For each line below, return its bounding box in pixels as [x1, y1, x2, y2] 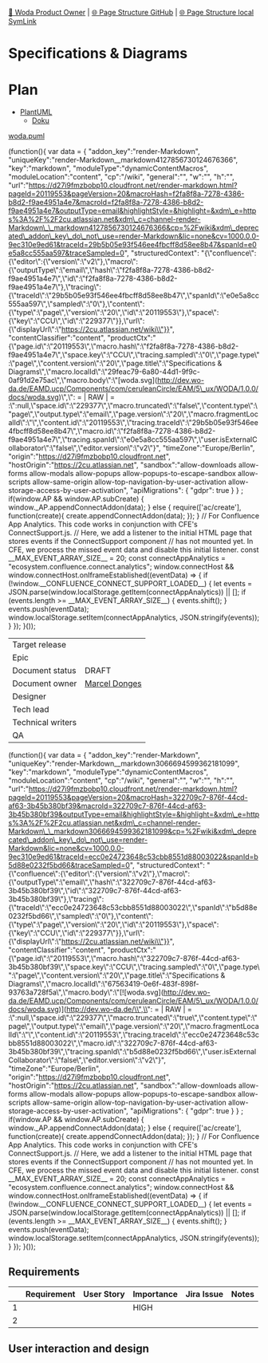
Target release [12, 639, 66, 650]
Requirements [8, 1265, 80, 1278]
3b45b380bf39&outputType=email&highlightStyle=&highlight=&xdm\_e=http [8, 810, 260, 819]
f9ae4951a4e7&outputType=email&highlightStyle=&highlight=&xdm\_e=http [8, 206, 257, 215]
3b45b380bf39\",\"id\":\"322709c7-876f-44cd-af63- [8, 886, 182, 896]
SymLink [8, 17, 37, 26]
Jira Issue [185, 1288, 224, 1299]
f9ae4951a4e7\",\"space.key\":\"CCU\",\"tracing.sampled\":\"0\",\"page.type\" [8, 350, 260, 360]
